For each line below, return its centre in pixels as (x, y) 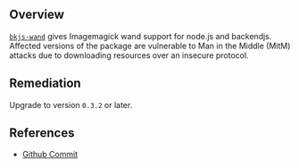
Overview (37, 15)
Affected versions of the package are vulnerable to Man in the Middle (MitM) (150, 46)
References (42, 133)
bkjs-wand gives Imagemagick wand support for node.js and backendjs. (141, 36)
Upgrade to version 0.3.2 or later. (71, 105)
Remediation (46, 84)
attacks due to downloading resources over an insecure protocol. (129, 55)
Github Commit (50, 155)
